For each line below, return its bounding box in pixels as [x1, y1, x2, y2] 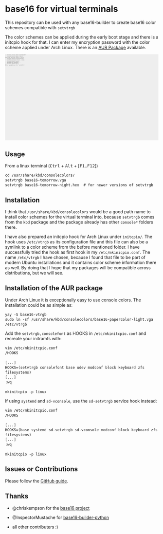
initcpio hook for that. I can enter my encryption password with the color [5, 39, 150, 45]
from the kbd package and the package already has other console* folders [5, 219, 153, 225]
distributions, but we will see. [5, 270, 64, 276]
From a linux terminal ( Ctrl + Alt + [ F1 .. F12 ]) [5, 163, 98, 169]
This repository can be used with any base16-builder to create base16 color [5, 19, 156, 25]
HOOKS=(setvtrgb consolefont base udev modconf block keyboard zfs [5, 365, 145, 370]
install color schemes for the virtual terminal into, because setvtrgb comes [5, 214, 155, 220]
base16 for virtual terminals [5, 3, 118, 15]
